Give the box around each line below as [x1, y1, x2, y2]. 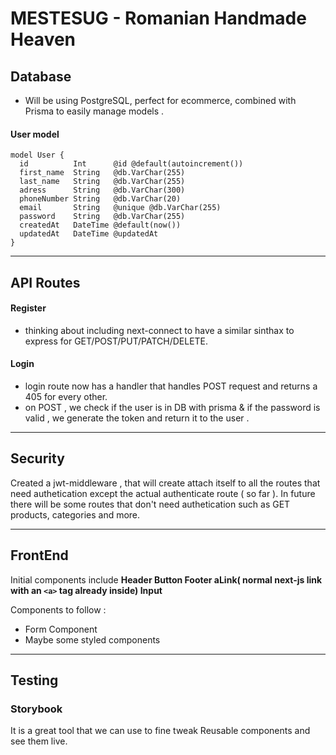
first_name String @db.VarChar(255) [19, 168, 186, 178]
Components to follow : [10, 603, 107, 616]
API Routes [10, 274, 81, 291]
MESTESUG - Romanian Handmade [10, 7, 307, 30]
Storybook [10, 702, 63, 716]
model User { [10, 150, 65, 161]
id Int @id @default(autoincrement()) [19, 159, 244, 169]
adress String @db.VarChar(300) [19, 185, 186, 196]
